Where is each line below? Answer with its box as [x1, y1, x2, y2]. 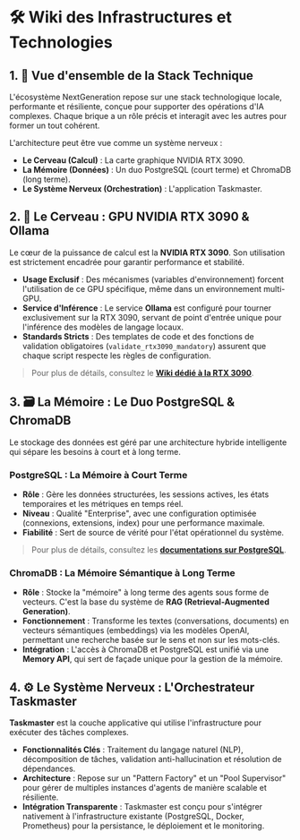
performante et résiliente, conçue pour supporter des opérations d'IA [9, 101, 264, 112]
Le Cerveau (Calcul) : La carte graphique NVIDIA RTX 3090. [21, 155, 245, 166]
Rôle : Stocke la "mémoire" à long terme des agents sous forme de [21, 587, 270, 598]
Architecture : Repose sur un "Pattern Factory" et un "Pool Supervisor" [21, 773, 287, 784]
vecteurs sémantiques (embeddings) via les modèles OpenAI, [21, 625, 250, 636]
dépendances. [21, 763, 76, 775]
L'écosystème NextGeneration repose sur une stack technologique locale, [9, 91, 282, 102]
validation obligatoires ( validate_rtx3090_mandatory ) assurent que [21, 340, 267, 351]
